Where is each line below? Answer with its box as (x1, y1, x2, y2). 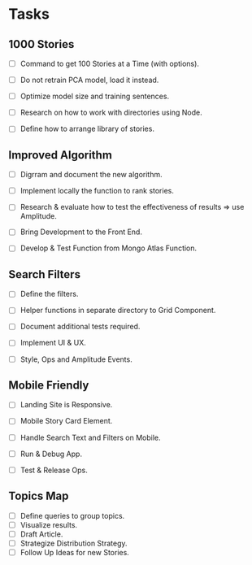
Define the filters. (20, 289, 79, 299)
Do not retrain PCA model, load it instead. (20, 75, 159, 85)
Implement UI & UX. (20, 338, 87, 348)
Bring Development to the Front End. (20, 227, 142, 237)
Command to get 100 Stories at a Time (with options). (20, 59, 199, 68)
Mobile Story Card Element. (20, 416, 113, 426)
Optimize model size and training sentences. (20, 91, 169, 102)
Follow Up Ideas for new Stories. (20, 547, 130, 557)
